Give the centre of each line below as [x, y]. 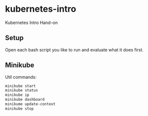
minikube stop [20, 109]
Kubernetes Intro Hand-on [31, 23]
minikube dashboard [25, 100]
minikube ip [17, 95]
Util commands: [21, 77]
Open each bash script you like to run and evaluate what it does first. [74, 49]
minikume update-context [30, 104]
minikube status [21, 91]
